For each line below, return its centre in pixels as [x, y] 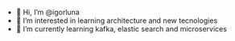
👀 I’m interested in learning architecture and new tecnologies [117, 20]
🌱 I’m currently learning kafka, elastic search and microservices [122, 29]
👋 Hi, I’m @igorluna [48, 12]
